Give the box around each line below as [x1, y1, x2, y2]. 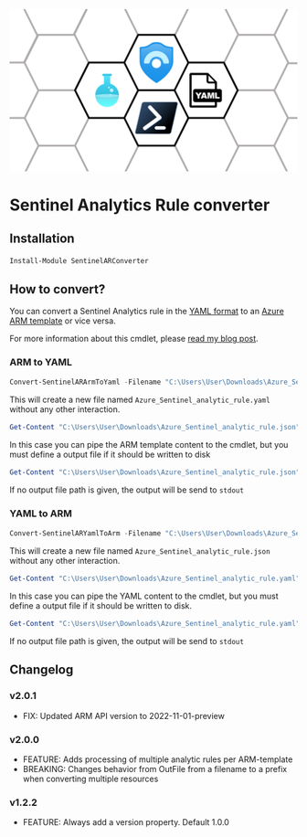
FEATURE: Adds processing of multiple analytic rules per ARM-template [22, 754, 293, 765]
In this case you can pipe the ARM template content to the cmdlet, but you [9, 440, 289, 450]
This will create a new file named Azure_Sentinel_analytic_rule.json [9, 546, 271, 556]
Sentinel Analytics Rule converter [9, 195, 270, 215]
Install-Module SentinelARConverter [9, 256, 149, 265]
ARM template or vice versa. [9, 315, 116, 326]
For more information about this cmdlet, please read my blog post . [9, 334, 259, 344]
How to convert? [9, 281, 106, 297]
